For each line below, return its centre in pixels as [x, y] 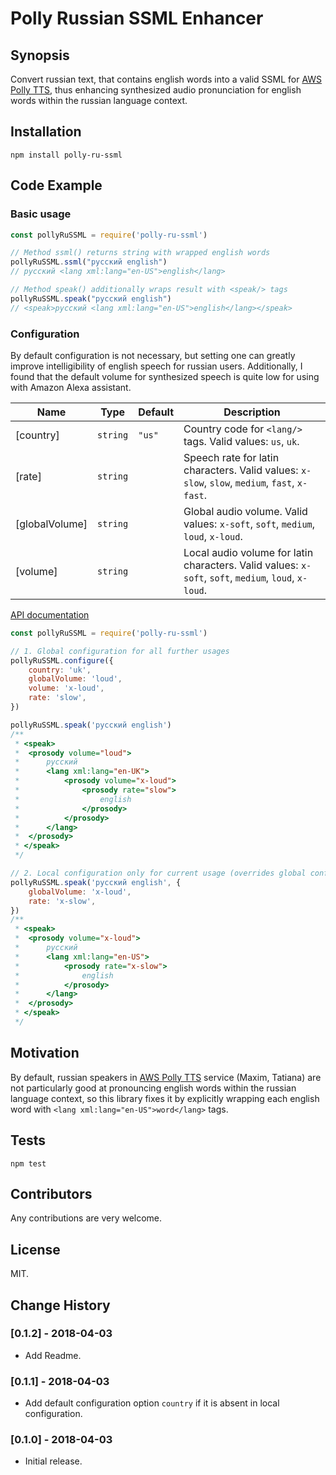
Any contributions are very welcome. [86, 1218]
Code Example [56, 185]
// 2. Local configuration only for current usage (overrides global [158, 873]
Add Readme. [53, 1355]
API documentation [50, 614]
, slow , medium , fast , [249, 482]
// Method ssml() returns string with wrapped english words [140, 253]
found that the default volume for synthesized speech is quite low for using [165, 376]
